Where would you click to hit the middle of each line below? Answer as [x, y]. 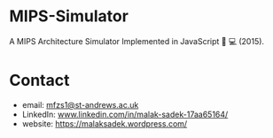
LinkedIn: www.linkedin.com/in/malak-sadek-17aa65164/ [125, 114]
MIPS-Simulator [69, 16]
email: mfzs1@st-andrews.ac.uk [80, 104]
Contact [39, 80]
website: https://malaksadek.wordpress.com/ [105, 123]
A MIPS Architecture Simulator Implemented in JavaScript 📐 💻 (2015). [136, 41]
